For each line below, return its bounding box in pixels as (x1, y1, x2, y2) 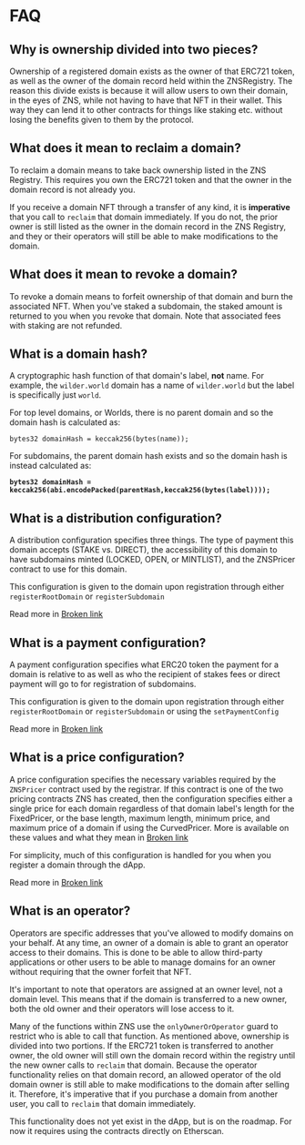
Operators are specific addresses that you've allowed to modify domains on (9, 927, 294, 938)
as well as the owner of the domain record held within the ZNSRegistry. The (9, 76, 293, 86)
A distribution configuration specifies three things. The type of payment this (9, 534, 294, 546)
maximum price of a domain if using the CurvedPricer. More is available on (9, 822, 290, 833)
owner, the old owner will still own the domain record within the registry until (9, 1049, 296, 1060)
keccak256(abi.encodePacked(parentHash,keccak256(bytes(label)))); (9, 486, 271, 495)
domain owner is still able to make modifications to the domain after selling (9, 1079, 290, 1089)
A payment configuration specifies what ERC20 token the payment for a (9, 659, 280, 670)
